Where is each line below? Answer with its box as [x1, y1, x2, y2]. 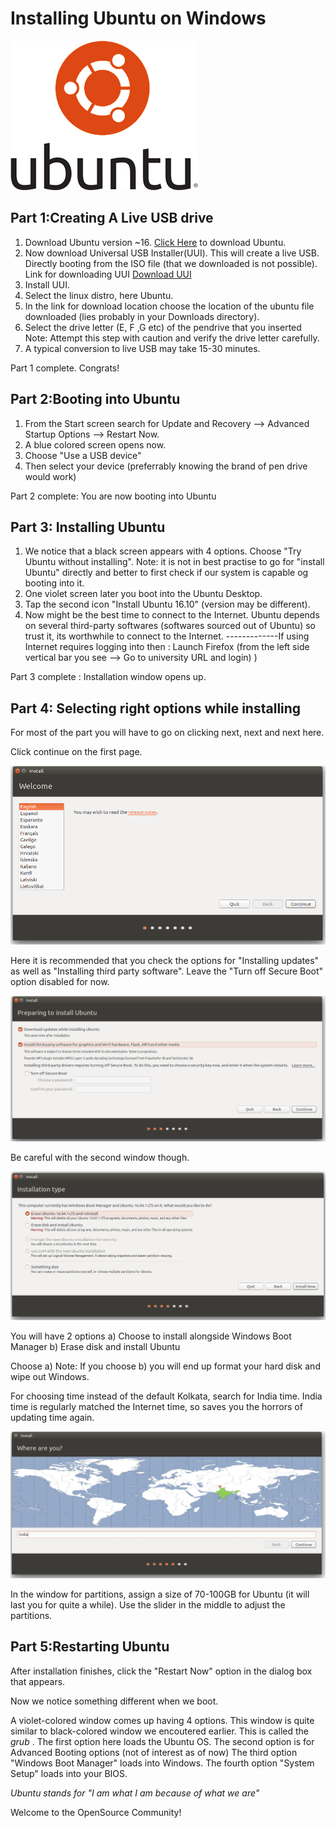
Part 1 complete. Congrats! [10, 362, 120, 374]
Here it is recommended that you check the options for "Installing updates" [10, 954, 320, 966]
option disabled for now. [10, 975, 110, 987]
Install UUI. [24, 278, 71, 291]
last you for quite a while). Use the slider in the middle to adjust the [10, 1599, 286, 1611]
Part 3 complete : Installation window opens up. [10, 671, 207, 683]
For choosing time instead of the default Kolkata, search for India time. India [10, 1390, 323, 1402]
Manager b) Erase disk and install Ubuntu [10, 1340, 181, 1352]
